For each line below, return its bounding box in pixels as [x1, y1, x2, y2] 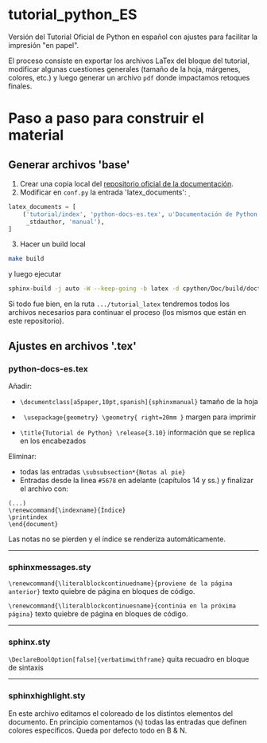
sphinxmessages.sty [8, 561, 91, 572]
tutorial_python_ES [8, 6, 137, 24]
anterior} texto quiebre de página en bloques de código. [8, 587, 195, 596]
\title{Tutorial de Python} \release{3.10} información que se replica [19, 427, 256, 437]
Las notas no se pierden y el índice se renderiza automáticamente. [8, 534, 226, 544]
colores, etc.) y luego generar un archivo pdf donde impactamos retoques [8, 73, 250, 82]
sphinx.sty [8, 636, 51, 647]
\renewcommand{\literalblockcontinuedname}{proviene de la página [8, 580, 233, 588]
